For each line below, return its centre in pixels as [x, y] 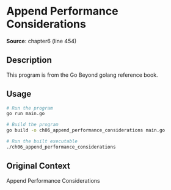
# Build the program [33, 125]
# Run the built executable [42, 141]
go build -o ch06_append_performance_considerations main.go [86, 130]
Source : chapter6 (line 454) [42, 41]
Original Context [38, 166]
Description [29, 60]
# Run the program [30, 108]
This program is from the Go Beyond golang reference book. [82, 75]
